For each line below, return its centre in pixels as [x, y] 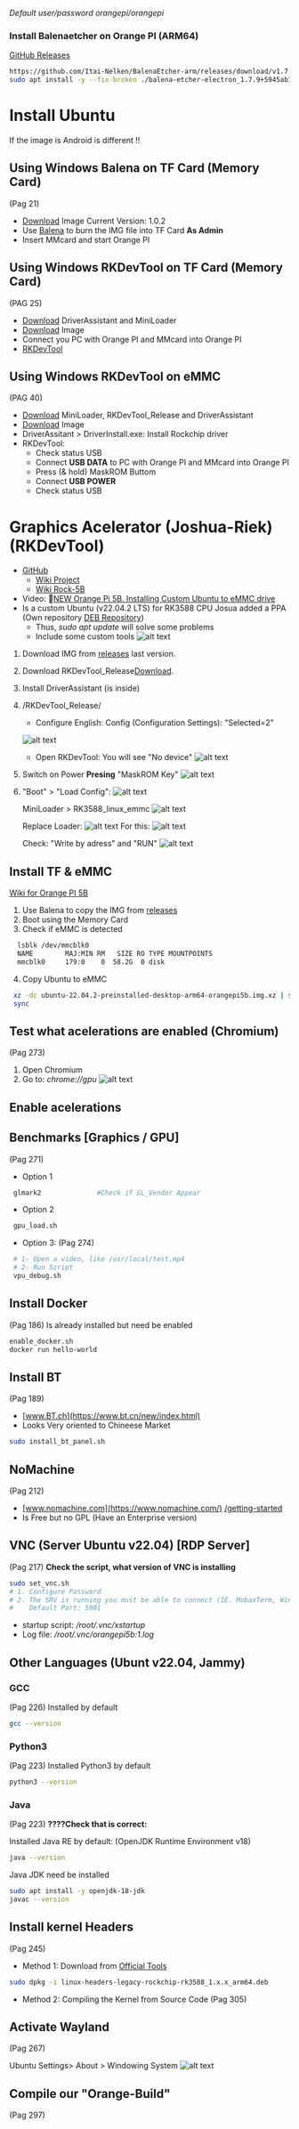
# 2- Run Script [43, 1267]
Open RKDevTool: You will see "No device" [114, 757]
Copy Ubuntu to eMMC [65, 979]
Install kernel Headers [71, 1927]
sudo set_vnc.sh [39, 1583]
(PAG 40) [26, 398]
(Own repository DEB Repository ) [83, 618]
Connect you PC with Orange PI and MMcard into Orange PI [132, 339]
